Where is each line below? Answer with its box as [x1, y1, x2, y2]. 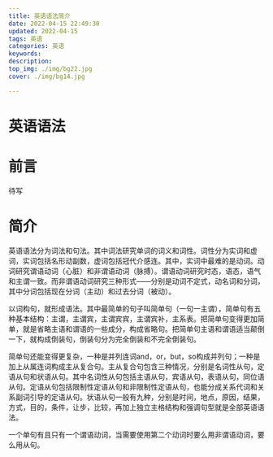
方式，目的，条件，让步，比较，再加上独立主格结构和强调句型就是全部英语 [8, 402, 258, 411]
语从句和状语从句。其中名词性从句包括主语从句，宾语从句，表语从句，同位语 [8, 372, 265, 381]
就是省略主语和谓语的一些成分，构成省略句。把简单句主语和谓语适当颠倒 [22, 324, 265, 333]
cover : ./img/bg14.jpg [8, 72, 85, 81]
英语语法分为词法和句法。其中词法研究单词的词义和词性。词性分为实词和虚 [8, 246, 258, 255]
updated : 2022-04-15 [8, 27, 79, 35]
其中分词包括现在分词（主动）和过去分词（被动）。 [8, 286, 176, 296]
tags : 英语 [8, 34, 43, 43]
